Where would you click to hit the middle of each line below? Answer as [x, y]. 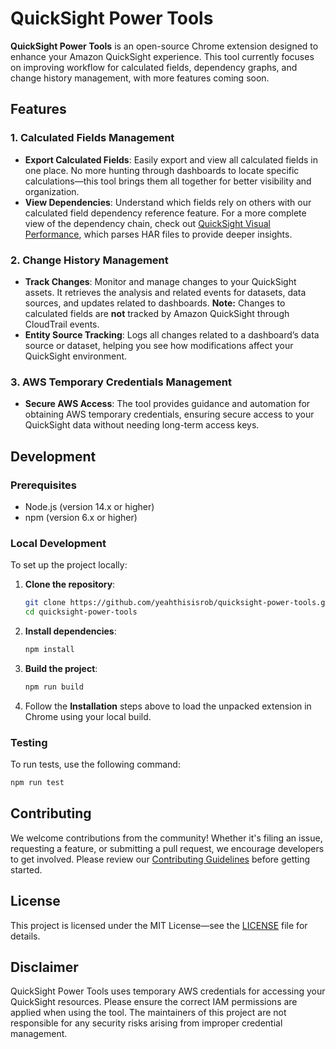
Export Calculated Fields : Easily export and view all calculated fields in [171, 159]
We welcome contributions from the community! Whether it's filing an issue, [166, 838]
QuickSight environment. [76, 356]
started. [26, 869]
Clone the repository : [70, 584]
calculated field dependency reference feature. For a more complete [165, 213]
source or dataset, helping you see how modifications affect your [159, 345]
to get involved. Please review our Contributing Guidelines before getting [160, 859]
